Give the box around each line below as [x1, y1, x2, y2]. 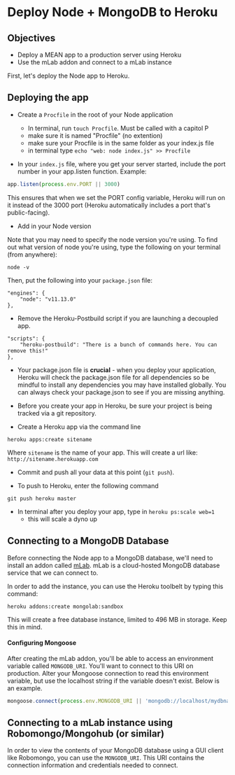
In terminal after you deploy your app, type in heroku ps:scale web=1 [17, 507, 215, 516]
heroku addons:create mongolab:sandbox [7, 603, 124, 610]
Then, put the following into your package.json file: [7, 276, 152, 284]
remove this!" [7, 347, 49, 354]
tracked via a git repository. [17, 408, 97, 417]
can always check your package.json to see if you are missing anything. [17, 387, 225, 396]
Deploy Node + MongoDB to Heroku [7, 4, 218, 20]
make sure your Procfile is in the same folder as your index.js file [27, 138, 215, 147]
